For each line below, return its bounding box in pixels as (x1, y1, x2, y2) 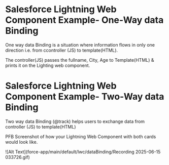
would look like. (5, 139, 38, 145)
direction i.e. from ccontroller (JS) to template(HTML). (5, 47, 118, 53)
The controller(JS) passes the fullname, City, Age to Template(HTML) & (5, 57, 154, 63)
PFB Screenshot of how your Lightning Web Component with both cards (5, 133, 156, 140)
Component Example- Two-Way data (5, 91, 164, 102)
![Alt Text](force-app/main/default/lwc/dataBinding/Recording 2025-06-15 (5, 148, 161, 155)
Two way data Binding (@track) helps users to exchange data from (5, 118, 145, 125)
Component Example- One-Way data (5, 14, 164, 26)
